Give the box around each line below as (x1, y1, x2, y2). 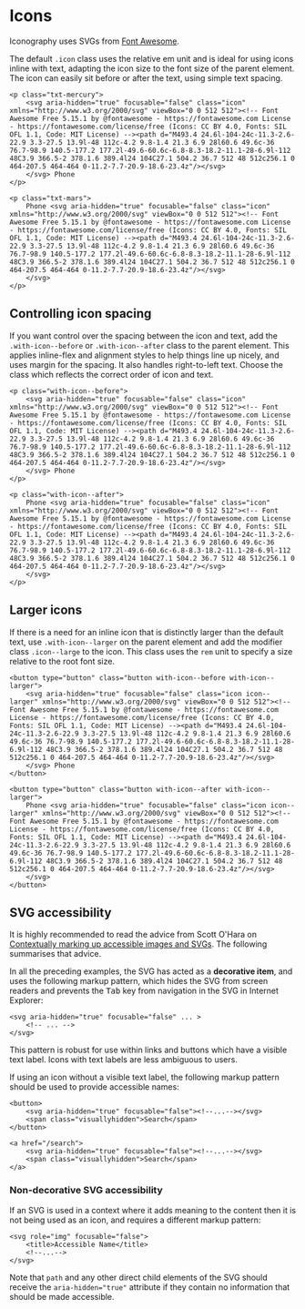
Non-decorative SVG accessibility (9, 1184, 164, 1197)
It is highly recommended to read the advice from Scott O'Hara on (9, 929, 258, 940)
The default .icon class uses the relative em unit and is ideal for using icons (9, 53, 294, 64)
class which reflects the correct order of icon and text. (9, 369, 214, 380)
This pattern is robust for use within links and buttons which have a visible (9, 1044, 288, 1056)
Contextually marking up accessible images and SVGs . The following (9, 939, 268, 949)
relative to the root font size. (9, 655, 116, 666)
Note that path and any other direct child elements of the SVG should (9, 1272, 269, 1283)
